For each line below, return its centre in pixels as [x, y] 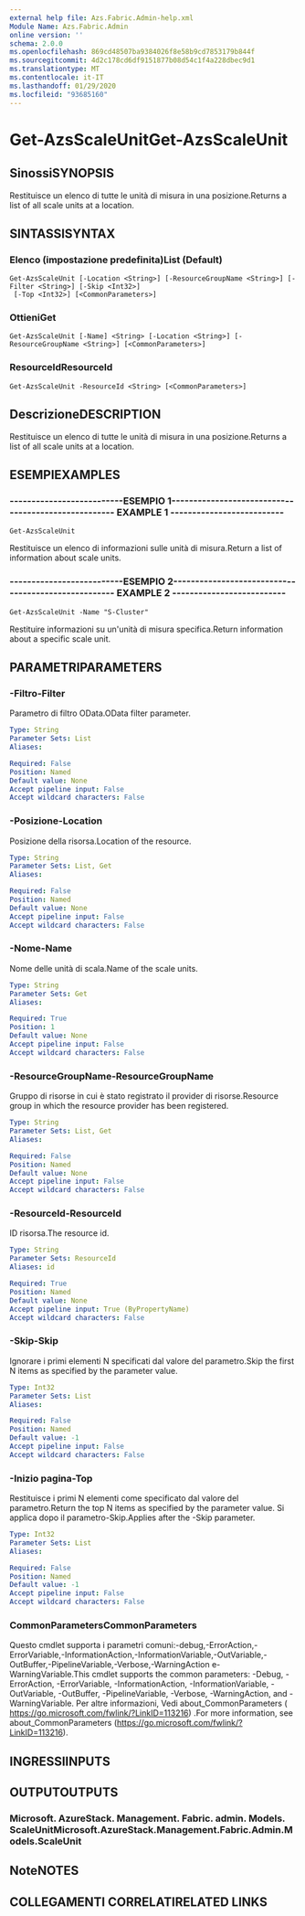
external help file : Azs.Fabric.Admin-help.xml [102, 18]
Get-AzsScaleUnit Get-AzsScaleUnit [149, 139]
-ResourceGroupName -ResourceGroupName [112, 1076]
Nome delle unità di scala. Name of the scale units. [104, 968]
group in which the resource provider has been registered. [119, 1106]
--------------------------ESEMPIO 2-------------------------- [148, 581]
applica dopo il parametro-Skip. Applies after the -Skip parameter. [132, 1517]
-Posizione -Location [56, 821]
